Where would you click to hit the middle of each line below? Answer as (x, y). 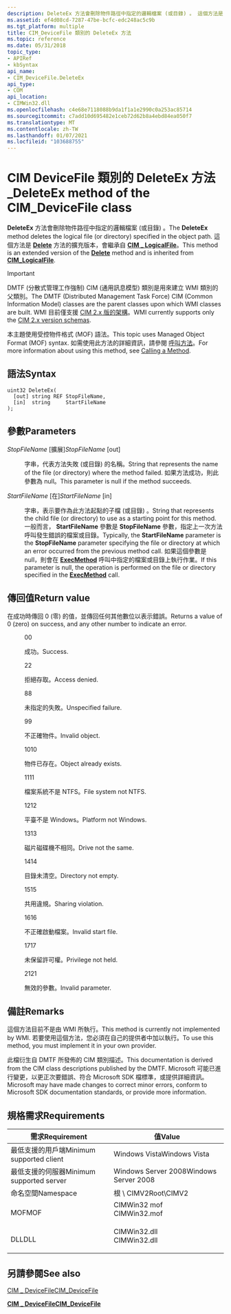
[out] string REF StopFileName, (60, 396)
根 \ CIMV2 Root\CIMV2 (151, 1193)
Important (21, 274)
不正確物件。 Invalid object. (62, 735)
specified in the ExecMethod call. (72, 575)
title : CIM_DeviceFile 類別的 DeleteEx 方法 (69, 33)
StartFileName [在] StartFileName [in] (59, 496)
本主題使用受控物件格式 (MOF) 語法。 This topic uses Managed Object (106, 335)
